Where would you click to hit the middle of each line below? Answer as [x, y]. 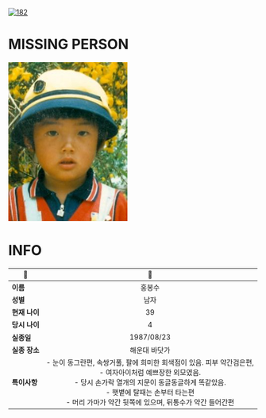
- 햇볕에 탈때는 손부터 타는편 [150, 393]
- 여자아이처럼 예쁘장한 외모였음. [150, 373]
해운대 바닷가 [150, 350]
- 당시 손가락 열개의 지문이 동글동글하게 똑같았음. [150, 382]
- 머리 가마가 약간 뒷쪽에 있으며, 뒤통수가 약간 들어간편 [150, 402]
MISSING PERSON [69, 45]
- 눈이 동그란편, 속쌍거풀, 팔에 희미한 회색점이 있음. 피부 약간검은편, [150, 362]
